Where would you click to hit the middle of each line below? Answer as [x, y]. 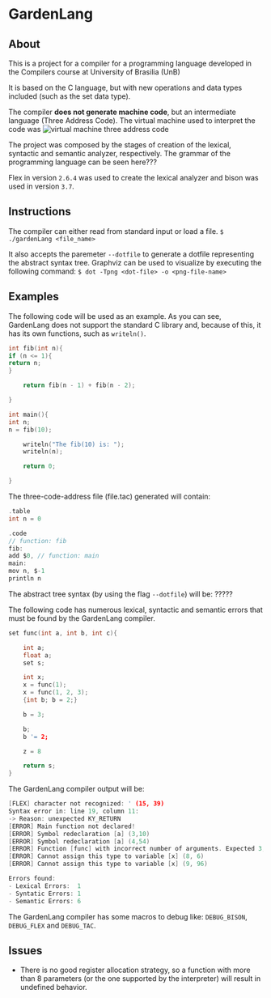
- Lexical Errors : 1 [45, 886]
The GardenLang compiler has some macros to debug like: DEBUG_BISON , [128, 916]
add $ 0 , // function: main [54, 556]
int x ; [34, 677]
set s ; [34, 663]
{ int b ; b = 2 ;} [51, 700]
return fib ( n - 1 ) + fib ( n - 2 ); [79, 385]
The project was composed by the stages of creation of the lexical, [120, 145]
